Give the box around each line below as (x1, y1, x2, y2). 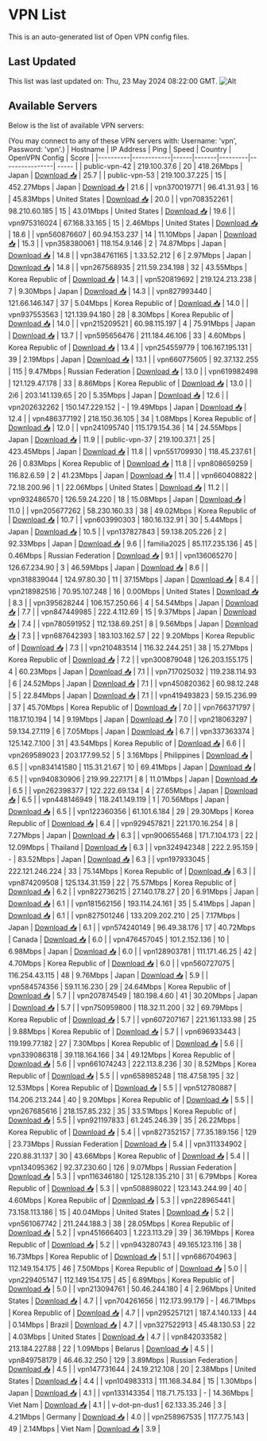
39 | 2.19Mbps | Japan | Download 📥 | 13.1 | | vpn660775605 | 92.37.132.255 (8, 354, 259, 364)
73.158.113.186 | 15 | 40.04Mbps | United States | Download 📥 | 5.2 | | (8, 1207, 234, 1216)
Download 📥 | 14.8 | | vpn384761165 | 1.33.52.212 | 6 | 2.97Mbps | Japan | (8, 250, 252, 260)
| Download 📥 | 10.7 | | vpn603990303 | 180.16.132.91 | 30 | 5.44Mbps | (8, 515, 242, 524)
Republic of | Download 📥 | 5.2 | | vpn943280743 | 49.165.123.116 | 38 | (8, 1239, 242, 1249)
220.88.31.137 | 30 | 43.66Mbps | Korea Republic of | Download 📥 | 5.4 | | (8, 1151, 250, 1161)
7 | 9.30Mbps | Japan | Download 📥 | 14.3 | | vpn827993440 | (8, 286, 212, 296)
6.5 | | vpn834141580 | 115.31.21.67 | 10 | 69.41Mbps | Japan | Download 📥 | (8, 762, 256, 772)
